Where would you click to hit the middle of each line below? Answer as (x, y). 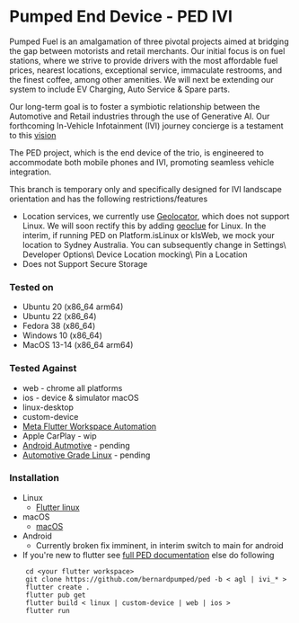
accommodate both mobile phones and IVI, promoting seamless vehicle (142, 162)
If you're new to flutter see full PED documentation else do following (148, 555)
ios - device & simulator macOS (80, 397)
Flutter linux (57, 507)
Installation (35, 478)
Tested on (31, 287)
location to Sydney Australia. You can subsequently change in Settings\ (154, 245)
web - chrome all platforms (72, 387)
